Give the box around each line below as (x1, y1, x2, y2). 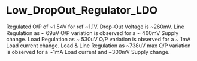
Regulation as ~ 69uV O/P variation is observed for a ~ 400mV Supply (6, 29, 179, 36)
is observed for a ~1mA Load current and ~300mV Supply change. (6, 48, 170, 55)
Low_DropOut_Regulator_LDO (6, 4, 158, 17)
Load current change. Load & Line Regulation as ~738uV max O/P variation (6, 42, 191, 49)
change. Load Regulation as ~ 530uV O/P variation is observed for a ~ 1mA (6, 36, 191, 43)
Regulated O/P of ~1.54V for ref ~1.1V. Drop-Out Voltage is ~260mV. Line (6, 23, 184, 30)
